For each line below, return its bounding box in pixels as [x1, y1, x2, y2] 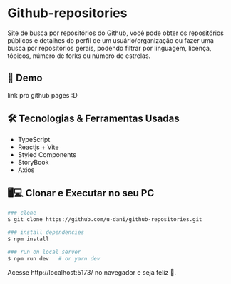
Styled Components [17, 150, 77, 158]
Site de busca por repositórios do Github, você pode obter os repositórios [7, 29, 225, 37]
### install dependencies [7, 229, 84, 236]
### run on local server [7, 248, 81, 255]
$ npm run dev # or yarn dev [7, 255, 101, 262]
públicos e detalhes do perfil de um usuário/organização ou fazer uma [7, 36, 214, 44]
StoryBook [17, 158, 49, 166]
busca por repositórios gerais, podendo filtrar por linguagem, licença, [7, 44, 212, 52]
